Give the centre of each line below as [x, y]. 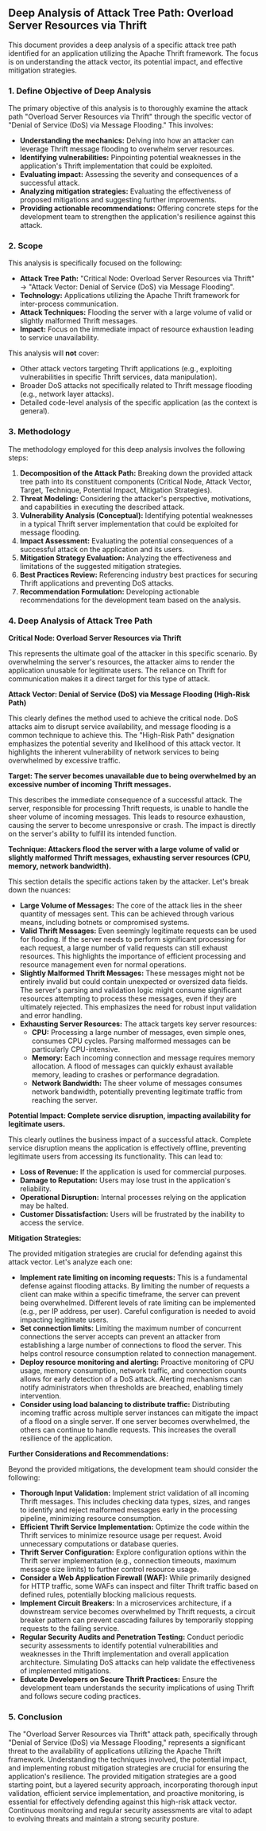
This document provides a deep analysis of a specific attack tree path [122, 45]
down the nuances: [40, 890]
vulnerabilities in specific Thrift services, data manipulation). [118, 377]
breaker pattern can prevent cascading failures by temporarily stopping [137, 1620]
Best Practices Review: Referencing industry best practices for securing [139, 574]
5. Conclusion [36, 1716]
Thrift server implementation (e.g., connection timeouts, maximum [128, 1560]
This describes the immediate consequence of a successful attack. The [125, 800]
